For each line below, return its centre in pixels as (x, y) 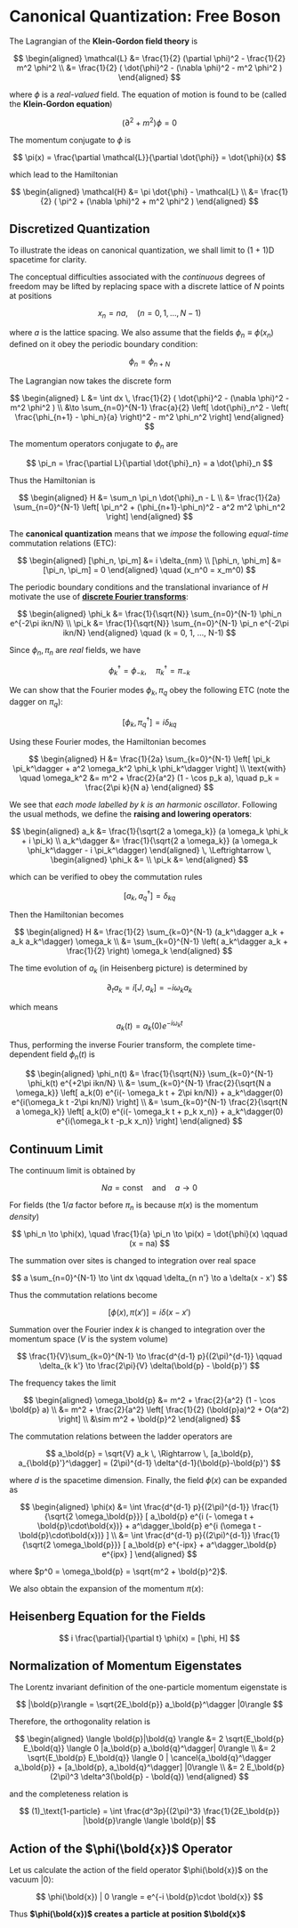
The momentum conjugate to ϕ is (70, 140)
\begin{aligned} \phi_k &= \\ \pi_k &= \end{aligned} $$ (149, 859)
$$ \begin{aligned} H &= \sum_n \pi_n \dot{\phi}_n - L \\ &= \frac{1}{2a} (149, 497)
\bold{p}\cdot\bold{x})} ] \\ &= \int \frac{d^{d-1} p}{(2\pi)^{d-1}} (135, 1535)
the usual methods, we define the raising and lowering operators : (130, 814)
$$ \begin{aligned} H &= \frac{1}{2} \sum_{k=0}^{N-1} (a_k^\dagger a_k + (149, 932)
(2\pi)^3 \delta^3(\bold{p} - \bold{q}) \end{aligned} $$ (149, 1777)
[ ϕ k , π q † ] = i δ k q (149, 722)
